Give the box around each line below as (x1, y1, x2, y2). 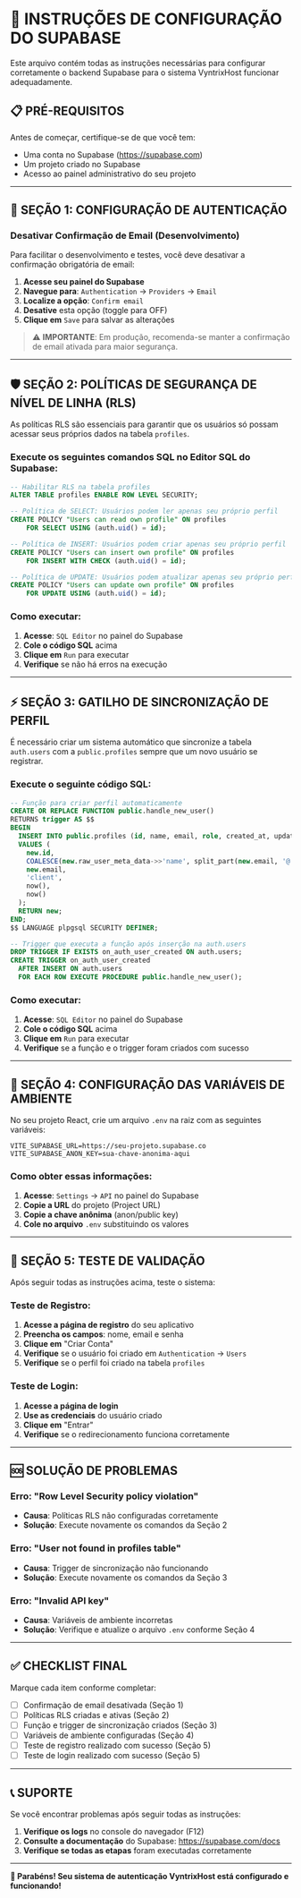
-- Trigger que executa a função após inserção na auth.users (10, 940, 247, 949)
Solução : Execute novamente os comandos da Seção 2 (22, 1519, 228, 1530)
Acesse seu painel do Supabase (22, 277, 146, 287)
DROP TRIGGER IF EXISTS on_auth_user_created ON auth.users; (10, 948, 243, 957)
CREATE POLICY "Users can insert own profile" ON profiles (10, 548, 235, 557)
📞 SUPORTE (10, 1785, 73, 1800)
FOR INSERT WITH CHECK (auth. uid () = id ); (26, 556, 187, 566)
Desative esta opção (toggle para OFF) (22, 305, 168, 316)
